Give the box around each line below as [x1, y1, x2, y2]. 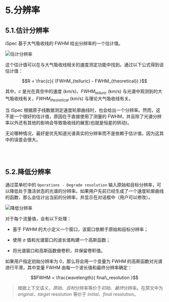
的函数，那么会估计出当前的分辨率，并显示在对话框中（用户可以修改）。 [5, 194, 153, 201]
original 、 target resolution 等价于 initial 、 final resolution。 [17, 291, 138, 297]
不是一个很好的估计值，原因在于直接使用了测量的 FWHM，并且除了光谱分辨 [5, 113, 162, 119]
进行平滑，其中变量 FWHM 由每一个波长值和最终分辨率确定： [5, 264, 132, 271]
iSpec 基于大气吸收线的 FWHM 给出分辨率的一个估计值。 [5, 41, 123, 46]
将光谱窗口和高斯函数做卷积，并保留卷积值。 [12, 248, 106, 254]
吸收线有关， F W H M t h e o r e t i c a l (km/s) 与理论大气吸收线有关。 [9, 95, 133, 103]
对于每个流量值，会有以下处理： [5, 216, 71, 222]
